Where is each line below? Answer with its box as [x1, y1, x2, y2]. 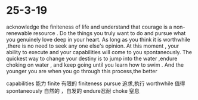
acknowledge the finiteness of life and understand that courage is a [6, 23, 172, 30]
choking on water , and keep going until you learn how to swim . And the [6, 61, 184, 68]
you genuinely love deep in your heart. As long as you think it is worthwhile [6, 36, 191, 43]
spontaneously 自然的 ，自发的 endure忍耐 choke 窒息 [6, 87, 140, 94]
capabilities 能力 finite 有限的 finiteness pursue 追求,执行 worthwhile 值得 [6, 80, 185, 87]
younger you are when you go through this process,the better [6, 67, 158, 74]
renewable [6, 29, 32, 36]
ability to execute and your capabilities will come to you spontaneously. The [6, 48, 193, 55]
